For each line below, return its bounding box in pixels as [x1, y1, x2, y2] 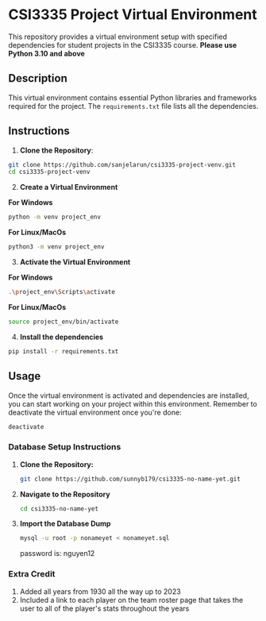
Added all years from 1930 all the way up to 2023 [19, 586, 181, 596]
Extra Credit [8, 569, 56, 580]
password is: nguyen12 [19, 549, 95, 558]
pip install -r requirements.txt [8, 347, 119, 355]
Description [8, 71, 67, 85]
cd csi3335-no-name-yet [19, 504, 99, 513]
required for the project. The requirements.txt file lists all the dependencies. [8, 101, 259, 110]
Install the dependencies [19, 332, 104, 341]
